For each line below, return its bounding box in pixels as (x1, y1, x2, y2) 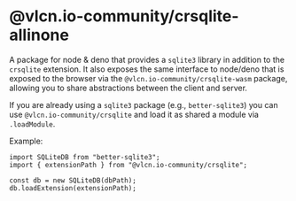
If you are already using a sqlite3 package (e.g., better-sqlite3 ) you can (9, 99, 279, 110)
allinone (9, 25, 69, 45)
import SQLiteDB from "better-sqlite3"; (9, 152, 161, 161)
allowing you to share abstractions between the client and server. (9, 82, 248, 93)
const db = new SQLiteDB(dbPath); (9, 175, 137, 185)
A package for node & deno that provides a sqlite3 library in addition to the (9, 54, 285, 65)
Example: (9, 135, 43, 146)
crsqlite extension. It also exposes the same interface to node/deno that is (9, 64, 284, 74)
